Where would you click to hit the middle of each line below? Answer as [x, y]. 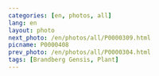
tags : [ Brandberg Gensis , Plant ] [64, 60]
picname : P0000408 [39, 45]
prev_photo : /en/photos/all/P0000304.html [79, 52]
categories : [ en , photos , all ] [60, 15]
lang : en [23, 23]
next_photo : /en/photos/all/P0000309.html [79, 38]
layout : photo [32, 30]
